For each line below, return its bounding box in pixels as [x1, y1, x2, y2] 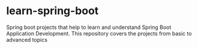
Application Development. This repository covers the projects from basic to [6, 30, 192, 37]
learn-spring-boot [6, 4, 99, 18]
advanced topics [6, 36, 48, 43]
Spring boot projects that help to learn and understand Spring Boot [6, 24, 172, 31]
